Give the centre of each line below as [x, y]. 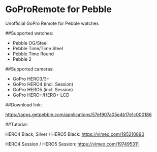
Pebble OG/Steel [30, 43]
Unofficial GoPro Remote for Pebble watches [52, 23]
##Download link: [24, 104]
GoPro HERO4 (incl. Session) [43, 84]
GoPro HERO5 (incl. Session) [43, 89]
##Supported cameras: [30, 69]
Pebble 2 [22, 59]
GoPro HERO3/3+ [31, 79]
